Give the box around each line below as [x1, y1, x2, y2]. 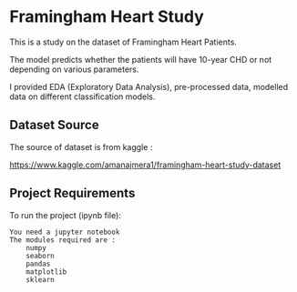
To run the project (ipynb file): [9, 209, 121, 220]
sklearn [26, 275, 55, 284]
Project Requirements [9, 186, 136, 201]
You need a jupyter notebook [9, 227, 120, 237]
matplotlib [26, 267, 67, 277]
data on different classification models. [9, 91, 156, 102]
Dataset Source [9, 117, 99, 133]
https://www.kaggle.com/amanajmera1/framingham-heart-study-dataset [9, 159, 282, 170]
